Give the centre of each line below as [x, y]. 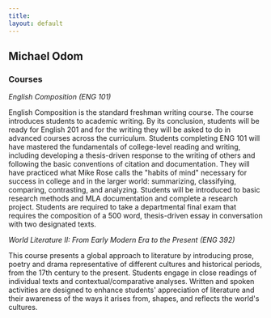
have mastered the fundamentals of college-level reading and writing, [125, 147]
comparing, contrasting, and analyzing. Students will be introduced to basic [134, 190]
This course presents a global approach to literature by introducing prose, [131, 256]
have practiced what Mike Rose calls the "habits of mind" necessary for [128, 173]
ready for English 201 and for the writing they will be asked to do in [120, 129]
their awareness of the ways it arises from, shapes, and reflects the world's [134, 299]
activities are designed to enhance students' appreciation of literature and [131, 290]
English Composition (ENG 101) [60, 97]
